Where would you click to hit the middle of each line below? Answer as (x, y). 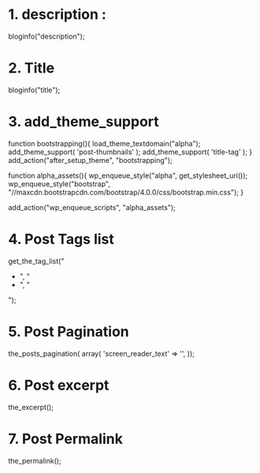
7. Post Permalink (66, 439)
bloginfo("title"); (34, 90)
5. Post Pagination (69, 331)
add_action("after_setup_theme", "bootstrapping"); (90, 160)
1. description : (57, 15)
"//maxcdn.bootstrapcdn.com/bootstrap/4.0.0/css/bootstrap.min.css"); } (126, 192)
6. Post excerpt (59, 385)
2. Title (32, 68)
